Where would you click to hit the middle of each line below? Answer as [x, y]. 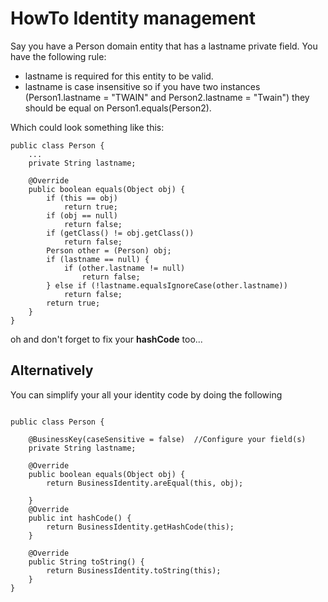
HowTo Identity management [133, 18]
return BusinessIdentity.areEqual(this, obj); [145, 483]
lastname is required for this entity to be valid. [119, 76]
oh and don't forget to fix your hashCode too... [106, 339]
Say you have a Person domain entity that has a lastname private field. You [164, 46]
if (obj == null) [82, 215]
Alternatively [52, 370]
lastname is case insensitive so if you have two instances [142, 86]
